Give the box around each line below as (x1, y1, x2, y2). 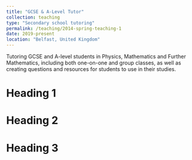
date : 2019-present (6, 31, 55, 37)
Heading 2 (6, 114, 59, 127)
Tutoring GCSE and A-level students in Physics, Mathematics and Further (6, 53, 187, 60)
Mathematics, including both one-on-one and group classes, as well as (6, 59, 181, 66)
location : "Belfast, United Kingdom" (6, 36, 100, 42)
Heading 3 (6, 141, 59, 155)
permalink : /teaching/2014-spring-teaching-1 (6, 25, 121, 32)
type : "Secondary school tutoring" (6, 20, 95, 26)
